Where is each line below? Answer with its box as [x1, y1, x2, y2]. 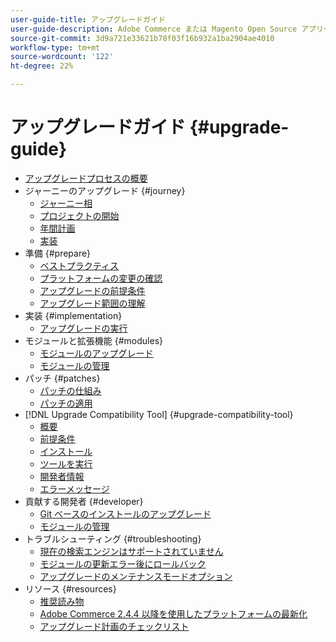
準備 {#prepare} [24, 247, 92, 259]
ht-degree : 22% [10, 61, 74, 71]
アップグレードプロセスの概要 [24, 172, 148, 184]
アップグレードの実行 [39, 322, 128, 334]
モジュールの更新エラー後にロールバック [39, 557, 207, 570]
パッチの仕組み [39, 384, 102, 396]
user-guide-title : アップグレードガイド [10, 14, 166, 25]
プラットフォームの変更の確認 [39, 272, 163, 284]
